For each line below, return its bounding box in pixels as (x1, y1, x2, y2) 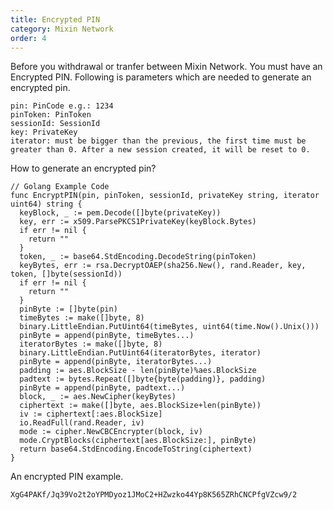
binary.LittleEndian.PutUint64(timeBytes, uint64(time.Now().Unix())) (19, 322, 320, 332)
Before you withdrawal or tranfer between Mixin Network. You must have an (10, 61, 323, 73)
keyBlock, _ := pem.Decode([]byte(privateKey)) (19, 208, 222, 218)
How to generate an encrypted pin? (10, 162, 157, 175)
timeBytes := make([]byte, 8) (19, 313, 145, 323)
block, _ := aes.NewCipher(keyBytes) (19, 392, 177, 402)
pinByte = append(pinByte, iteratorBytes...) (19, 357, 213, 367)
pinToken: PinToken (10, 110, 92, 120)
